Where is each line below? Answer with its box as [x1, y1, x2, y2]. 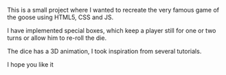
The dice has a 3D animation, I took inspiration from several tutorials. [7, 47, 202, 55]
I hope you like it [7, 61, 54, 68]
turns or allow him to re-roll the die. [7, 34, 107, 42]
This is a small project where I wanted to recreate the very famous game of [7, 6, 220, 14]
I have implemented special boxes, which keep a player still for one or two [7, 27, 216, 34]
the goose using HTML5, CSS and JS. [7, 13, 114, 21]
